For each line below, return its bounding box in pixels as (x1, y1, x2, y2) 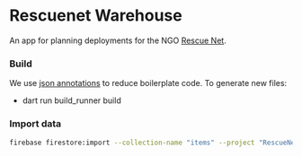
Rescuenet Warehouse (9, 5, 182, 26)
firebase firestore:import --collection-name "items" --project (9, 138, 255, 147)
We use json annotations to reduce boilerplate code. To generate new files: (9, 78, 288, 89)
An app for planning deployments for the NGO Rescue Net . (9, 35, 226, 46)
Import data (9, 117, 62, 130)
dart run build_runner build (22, 95, 121, 106)
